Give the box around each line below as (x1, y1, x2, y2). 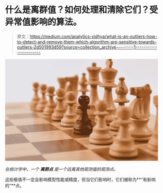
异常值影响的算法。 (5, 16, 82, 28)
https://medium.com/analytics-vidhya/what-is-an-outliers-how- (30, 33, 158, 39)
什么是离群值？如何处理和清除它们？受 (5, 4, 159, 16)
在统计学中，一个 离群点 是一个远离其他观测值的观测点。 (5, 166, 118, 172)
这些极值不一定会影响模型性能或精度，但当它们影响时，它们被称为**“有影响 (5, 177, 156, 182)
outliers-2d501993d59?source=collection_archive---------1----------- (16, 44, 157, 50)
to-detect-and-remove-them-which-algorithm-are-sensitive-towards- (16, 39, 157, 45)
